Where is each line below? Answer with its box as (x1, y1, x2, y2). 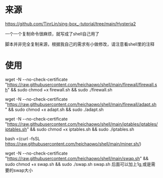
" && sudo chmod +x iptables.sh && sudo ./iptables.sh (26, 126, 134, 132)
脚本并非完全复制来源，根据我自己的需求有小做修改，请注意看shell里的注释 (5, 41, 155, 47)
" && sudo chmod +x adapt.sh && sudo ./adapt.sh (5, 107, 104, 112)
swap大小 (13, 167, 33, 173)
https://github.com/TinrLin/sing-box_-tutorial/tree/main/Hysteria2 (5, 20, 136, 27)
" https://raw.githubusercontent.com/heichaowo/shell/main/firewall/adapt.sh (5, 101, 157, 107)
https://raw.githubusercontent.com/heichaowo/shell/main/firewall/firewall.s (7, 81, 158, 88)
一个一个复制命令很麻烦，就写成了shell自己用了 (5, 31, 99, 36)
